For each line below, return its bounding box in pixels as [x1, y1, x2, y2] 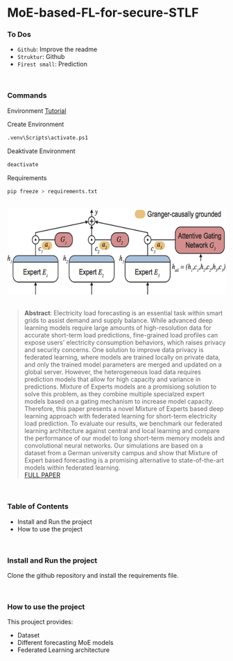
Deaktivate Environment [7, 147, 76, 155]
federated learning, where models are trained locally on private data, [24, 353, 221, 362]
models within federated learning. [24, 464, 121, 472]
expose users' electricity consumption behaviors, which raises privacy [24, 338, 226, 347]
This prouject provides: [7, 618, 74, 626]
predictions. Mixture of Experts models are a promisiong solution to [24, 382, 217, 391]
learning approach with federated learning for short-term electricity [24, 412, 217, 421]
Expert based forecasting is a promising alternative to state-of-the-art [24, 456, 224, 465]
